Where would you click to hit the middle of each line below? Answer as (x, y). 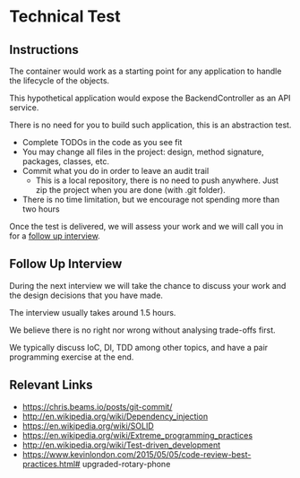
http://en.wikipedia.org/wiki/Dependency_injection (115, 416)
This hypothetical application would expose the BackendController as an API (150, 98)
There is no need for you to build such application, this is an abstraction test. (150, 125)
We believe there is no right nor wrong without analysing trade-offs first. (142, 330)
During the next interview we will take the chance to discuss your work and (148, 285)
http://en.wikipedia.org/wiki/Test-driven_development (121, 445)
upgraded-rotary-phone (126, 464)
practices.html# (51, 464)
